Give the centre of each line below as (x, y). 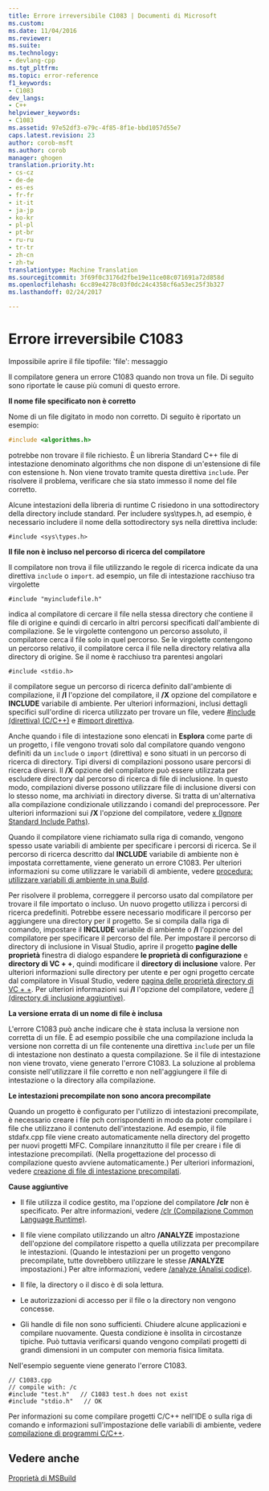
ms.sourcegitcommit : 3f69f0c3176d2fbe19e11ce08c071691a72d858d (116, 277)
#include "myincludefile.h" (55, 599)
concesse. (37, 1309)
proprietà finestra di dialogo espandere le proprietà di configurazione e (128, 955)
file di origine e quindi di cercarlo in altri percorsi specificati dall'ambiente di (134, 622)
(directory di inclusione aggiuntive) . (67, 997)
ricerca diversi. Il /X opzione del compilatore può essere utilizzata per (123, 770)
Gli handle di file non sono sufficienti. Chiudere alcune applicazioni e (133, 1324)
